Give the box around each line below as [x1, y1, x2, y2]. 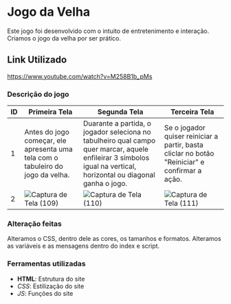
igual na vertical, [83, 162, 136, 172]
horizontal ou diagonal [83, 170, 155, 180]
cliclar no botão [164, 149, 214, 159]
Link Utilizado [7, 54, 67, 66]
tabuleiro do [24, 162, 63, 172]
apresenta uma [24, 145, 74, 154]
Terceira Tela [170, 107, 214, 117]
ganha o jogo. [83, 179, 128, 189]
